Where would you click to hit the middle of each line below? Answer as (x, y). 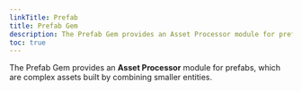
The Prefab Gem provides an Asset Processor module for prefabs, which (145, 68)
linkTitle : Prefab (44, 17)
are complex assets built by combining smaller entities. (111, 78)
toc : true (28, 42)
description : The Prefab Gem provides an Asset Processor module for (142, 34)
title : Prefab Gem (44, 26)
